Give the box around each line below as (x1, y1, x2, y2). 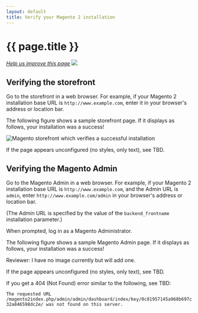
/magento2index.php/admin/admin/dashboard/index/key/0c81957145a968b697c (6, 296, 193, 302)
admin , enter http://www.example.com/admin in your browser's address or (6, 192, 183, 199)
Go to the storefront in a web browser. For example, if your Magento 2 (6, 93, 177, 100)
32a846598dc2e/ (6, 302, 44, 308)
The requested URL (6, 291, 52, 297)
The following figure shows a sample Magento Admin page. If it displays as (6, 239, 190, 246)
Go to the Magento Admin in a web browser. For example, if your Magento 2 (6, 179, 191, 187)
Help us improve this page (6, 60, 71, 67)
